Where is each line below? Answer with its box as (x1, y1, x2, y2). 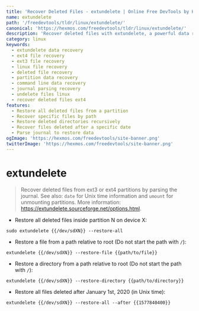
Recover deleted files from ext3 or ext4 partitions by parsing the (20, 186, 178, 193)
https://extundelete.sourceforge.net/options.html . (20, 205, 142, 212)
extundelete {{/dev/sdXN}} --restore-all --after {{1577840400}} (6, 300, 171, 306)
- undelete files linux (11, 91, 70, 97)
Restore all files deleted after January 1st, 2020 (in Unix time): (14, 288, 166, 295)
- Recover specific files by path (11, 113, 97, 119)
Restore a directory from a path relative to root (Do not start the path (14, 260, 182, 267)
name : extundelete (6, 14, 52, 20)
